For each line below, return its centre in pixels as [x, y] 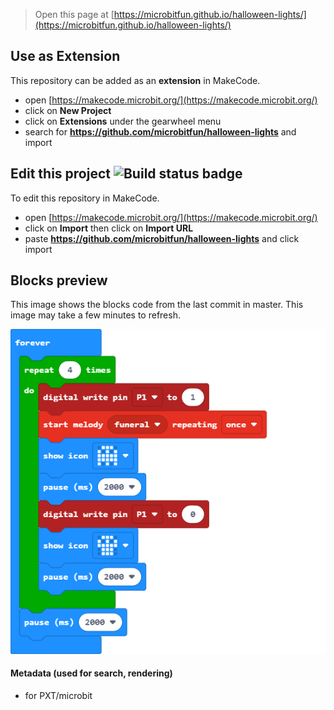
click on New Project [68, 110]
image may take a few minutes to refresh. [95, 315]
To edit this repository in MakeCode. [85, 198]
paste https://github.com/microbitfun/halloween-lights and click [162, 238]
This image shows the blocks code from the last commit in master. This [157, 305]
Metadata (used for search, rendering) [91, 673]
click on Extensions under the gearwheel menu [123, 121]
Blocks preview [59, 280]
